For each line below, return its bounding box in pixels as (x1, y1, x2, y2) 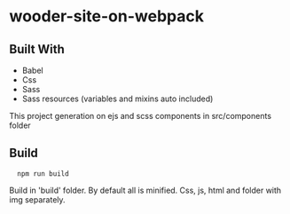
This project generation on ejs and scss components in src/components (9, 111, 272, 121)
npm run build (17, 169, 69, 178)
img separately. (9, 194, 66, 205)
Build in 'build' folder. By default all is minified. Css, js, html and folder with (9, 185, 282, 195)
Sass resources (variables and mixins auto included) (21, 93, 214, 104)
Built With (9, 42, 65, 57)
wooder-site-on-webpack (9, 6, 204, 27)
